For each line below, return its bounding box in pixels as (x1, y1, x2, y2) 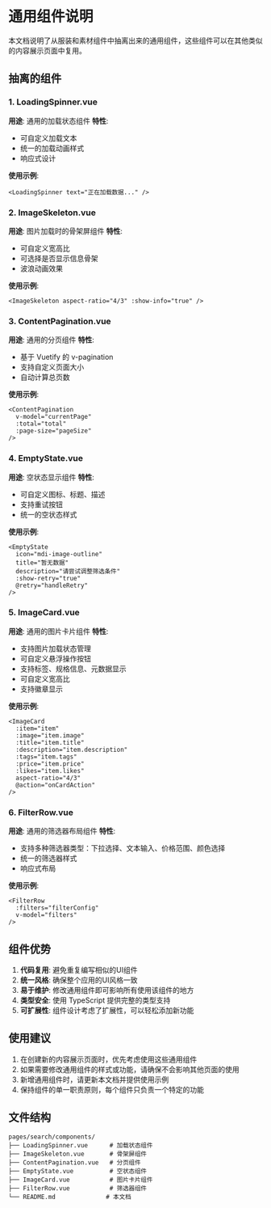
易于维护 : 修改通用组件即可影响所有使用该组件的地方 (19, 985, 194, 995)
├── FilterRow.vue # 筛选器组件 (8, 1184, 148, 1193)
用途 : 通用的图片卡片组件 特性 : (8, 626, 109, 636)
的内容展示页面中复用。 (8, 45, 86, 55)
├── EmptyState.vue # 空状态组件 (8, 1167, 148, 1175)
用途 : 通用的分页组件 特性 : (8, 335, 94, 344)
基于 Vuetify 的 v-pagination (19, 353, 114, 362)
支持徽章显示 (19, 684, 63, 694)
